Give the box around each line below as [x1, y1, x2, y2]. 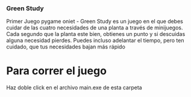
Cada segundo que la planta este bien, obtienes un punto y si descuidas [6, 31, 186, 38]
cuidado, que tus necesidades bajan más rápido [6, 43, 125, 50]
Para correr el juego [6, 64, 107, 78]
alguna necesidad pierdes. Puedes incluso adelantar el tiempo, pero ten [6, 37, 184, 44]
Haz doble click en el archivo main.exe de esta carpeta [6, 84, 143, 91]
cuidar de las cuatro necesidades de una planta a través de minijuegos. [6, 24, 183, 31]
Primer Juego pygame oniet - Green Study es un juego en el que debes [6, 18, 184, 25]
